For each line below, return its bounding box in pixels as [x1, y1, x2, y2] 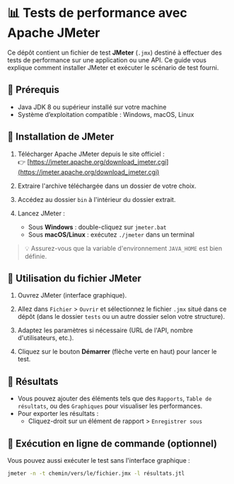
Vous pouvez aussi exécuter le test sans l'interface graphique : [7, 456, 191, 464]
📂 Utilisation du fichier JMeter [7, 272, 141, 284]
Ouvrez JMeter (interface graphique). [17, 291, 127, 300]
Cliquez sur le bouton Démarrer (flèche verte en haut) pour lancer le [17, 347, 217, 356]
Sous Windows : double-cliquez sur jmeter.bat [28, 223, 168, 231]
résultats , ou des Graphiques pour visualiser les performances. [17, 402, 203, 410]
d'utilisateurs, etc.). [17, 334, 74, 342]
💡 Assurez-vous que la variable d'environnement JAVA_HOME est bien [24, 244, 223, 252]
